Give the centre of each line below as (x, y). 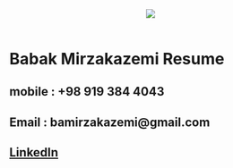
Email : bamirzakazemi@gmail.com (110, 122)
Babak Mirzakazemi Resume (117, 59)
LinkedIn (34, 152)
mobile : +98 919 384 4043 (87, 92)
